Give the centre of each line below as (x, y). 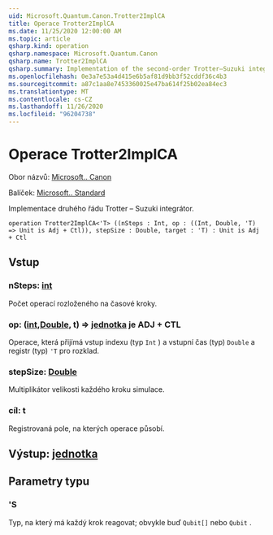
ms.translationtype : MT (49, 91)
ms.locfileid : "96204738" (52, 115)
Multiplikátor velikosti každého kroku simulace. (87, 389)
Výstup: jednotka (53, 453)
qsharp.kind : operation (49, 46)
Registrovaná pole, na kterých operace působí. (87, 428)
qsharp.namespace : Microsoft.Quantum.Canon (83, 54)
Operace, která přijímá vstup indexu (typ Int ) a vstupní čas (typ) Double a (132, 341)
